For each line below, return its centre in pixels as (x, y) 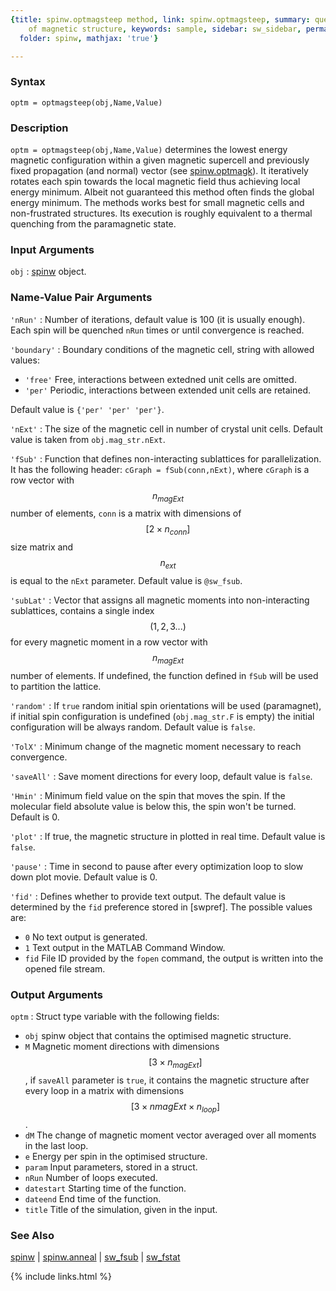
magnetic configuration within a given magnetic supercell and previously (160, 160)
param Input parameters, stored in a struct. (111, 1167)
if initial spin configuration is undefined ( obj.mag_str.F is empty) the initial (162, 716)
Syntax (28, 82)
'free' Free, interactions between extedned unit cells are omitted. (160, 379)
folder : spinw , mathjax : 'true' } (89, 38)
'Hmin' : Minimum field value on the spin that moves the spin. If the (148, 795)
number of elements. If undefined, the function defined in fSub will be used (164, 675)
